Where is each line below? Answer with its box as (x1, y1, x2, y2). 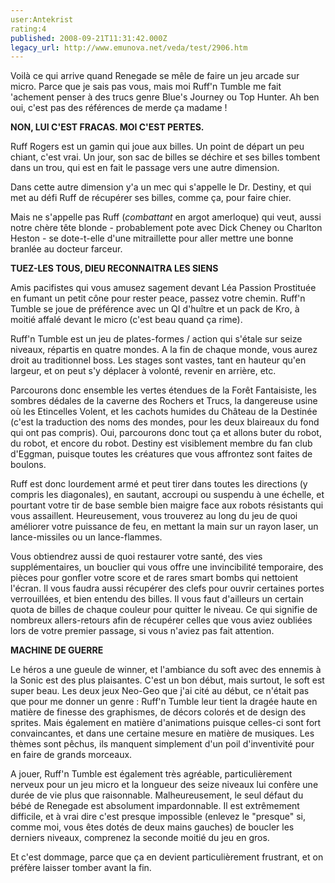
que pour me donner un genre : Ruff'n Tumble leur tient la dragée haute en (10, 696, 318, 708)
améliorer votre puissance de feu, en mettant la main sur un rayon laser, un (10, 521, 319, 533)
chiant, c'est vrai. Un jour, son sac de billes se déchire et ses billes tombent (10, 151, 321, 163)
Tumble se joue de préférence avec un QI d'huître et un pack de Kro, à (10, 303, 300, 315)
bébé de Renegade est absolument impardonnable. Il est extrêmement (10, 800, 300, 812)
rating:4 (10, 24, 47, 34)
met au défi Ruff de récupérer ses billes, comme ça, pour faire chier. (10, 192, 292, 204)
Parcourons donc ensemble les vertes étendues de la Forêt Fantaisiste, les (10, 384, 317, 396)
